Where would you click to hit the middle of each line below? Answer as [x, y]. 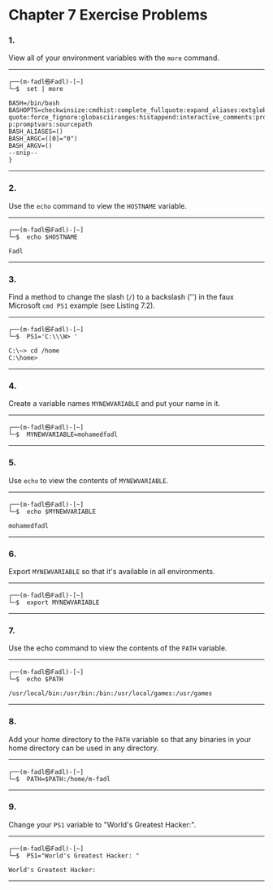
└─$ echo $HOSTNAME [43, 237]
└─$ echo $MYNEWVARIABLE [52, 512]
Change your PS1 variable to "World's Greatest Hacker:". [102, 824]
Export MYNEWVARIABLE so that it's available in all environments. [112, 571]
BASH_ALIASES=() [36, 132]
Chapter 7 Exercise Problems [108, 15]
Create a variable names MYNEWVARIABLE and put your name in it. [115, 404]
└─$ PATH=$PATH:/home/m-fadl [60, 779]
